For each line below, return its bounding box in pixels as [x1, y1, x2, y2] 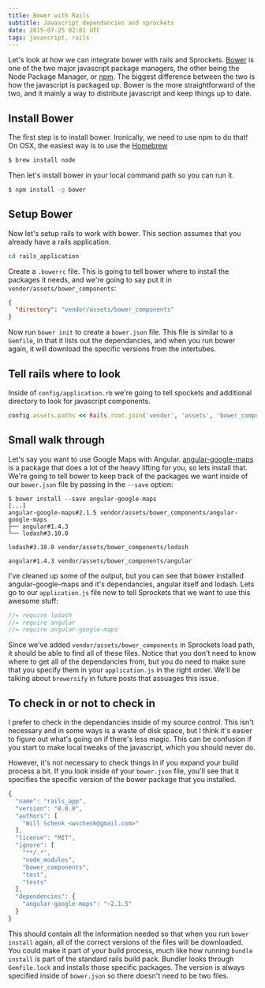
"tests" [22, 878, 47, 886]
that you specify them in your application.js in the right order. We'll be [8, 665, 241, 675]
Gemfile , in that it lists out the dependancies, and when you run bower [8, 336, 236, 346]
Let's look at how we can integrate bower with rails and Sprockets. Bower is [8, 55, 255, 65]
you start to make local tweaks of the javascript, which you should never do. [8, 743, 256, 752]
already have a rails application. [8, 237, 112, 246]
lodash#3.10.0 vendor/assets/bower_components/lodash [8, 543, 189, 551]
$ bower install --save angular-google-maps [8, 495, 157, 503]
